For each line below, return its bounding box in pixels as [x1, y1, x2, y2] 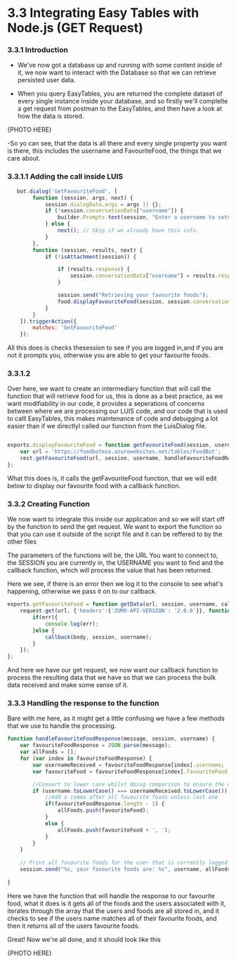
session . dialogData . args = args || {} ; [44, 200, 162, 208]
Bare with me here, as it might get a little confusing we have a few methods [7, 714, 225, 722]
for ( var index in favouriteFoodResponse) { [20, 755, 152, 763]
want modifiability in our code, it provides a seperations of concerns [7, 400, 205, 408]
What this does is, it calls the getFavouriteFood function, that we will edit [7, 473, 217, 483]
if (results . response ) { [57, 266, 131, 273]
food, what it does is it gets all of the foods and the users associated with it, [7, 899, 226, 907]
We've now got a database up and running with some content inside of [17, 61, 223, 70]
